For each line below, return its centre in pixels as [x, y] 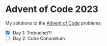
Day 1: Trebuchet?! [32, 32]
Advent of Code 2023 [52, 9]
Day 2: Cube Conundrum [39, 38]
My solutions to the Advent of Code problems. [54, 23]
